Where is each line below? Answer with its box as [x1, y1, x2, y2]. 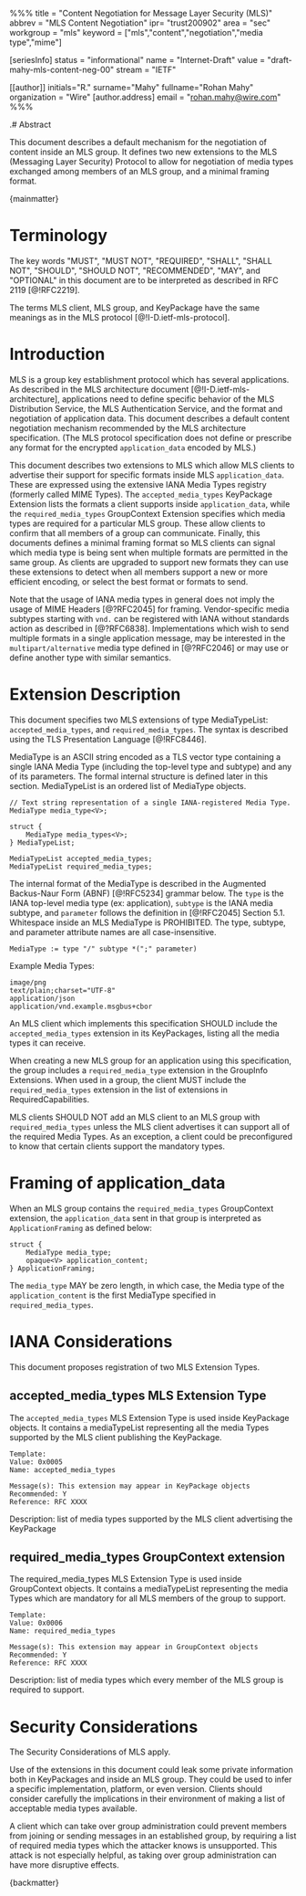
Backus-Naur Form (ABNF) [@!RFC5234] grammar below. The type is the [9, 888, 284, 899]
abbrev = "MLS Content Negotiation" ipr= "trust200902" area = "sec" [9, 17, 271, 28]
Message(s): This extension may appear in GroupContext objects [9, 1643, 259, 1652]
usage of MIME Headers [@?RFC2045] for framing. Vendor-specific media [9, 603, 290, 615]
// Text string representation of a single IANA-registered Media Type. [9, 798, 291, 807]
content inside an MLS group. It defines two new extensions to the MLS [9, 146, 278, 157]
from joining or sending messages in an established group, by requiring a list [9, 1830, 297, 1841]
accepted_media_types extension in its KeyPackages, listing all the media [9, 1027, 280, 1038]
